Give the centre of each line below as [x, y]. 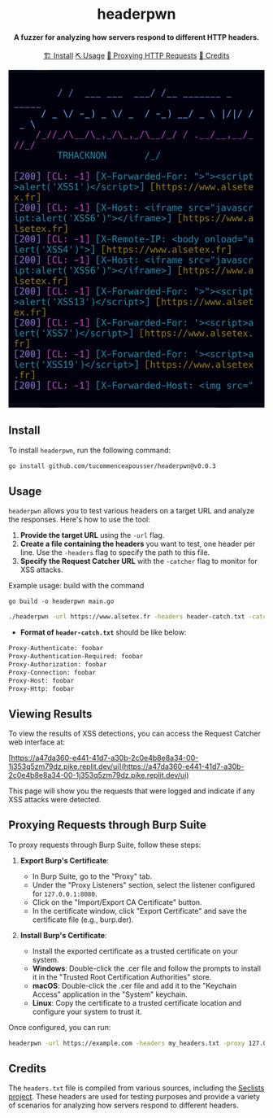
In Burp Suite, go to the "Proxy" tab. [92, 876]
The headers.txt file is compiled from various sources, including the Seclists [136, 1088]
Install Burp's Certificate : [63, 935]
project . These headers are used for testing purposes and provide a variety [134, 1097]
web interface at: [37, 742]
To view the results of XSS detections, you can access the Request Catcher [135, 733]
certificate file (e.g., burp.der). [83, 919]
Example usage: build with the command [76, 586]
